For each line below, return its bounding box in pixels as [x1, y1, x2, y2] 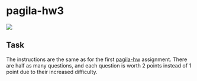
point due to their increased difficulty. [6, 68, 98, 75]
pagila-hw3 [6, 4, 64, 18]
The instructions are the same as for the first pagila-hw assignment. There [6, 56, 188, 63]
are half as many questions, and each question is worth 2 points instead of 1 [6, 62, 192, 69]
